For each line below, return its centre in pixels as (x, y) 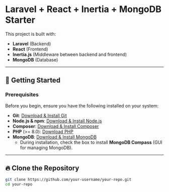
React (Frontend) (30, 49)
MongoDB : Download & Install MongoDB (55, 137)
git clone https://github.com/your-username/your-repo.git (68, 180)
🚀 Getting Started (33, 80)
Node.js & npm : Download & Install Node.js (57, 121)
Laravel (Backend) (32, 43)
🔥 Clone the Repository (42, 168)
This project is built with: (31, 34)
